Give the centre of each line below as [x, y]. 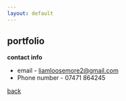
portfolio [26, 41]
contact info [25, 57]
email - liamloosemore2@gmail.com [67, 71]
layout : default [30, 13]
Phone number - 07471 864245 [61, 78]
